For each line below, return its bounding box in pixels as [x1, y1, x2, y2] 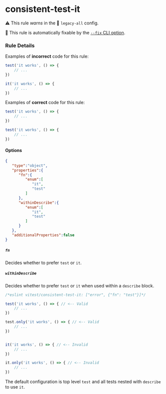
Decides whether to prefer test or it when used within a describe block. [5, 282, 155, 288]
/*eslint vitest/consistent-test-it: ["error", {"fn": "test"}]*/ [5, 292, 146, 297]
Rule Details [5, 42, 35, 49]
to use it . [5, 384, 25, 390]
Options [5, 147, 22, 153]
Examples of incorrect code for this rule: [5, 53, 89, 59]
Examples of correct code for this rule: [5, 100, 85, 106]
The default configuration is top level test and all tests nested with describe [5, 379, 161, 385]
